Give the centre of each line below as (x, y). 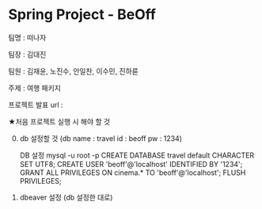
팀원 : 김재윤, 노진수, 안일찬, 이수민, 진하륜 (73, 71)
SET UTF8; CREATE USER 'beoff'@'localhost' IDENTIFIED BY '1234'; (131, 164)
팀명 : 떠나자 (27, 37)
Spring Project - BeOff (82, 15)
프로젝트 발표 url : (36, 104)
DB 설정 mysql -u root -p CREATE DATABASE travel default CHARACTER (137, 155)
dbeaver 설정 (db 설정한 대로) (66, 197)
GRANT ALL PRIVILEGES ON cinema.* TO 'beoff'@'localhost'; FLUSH (133, 173)
